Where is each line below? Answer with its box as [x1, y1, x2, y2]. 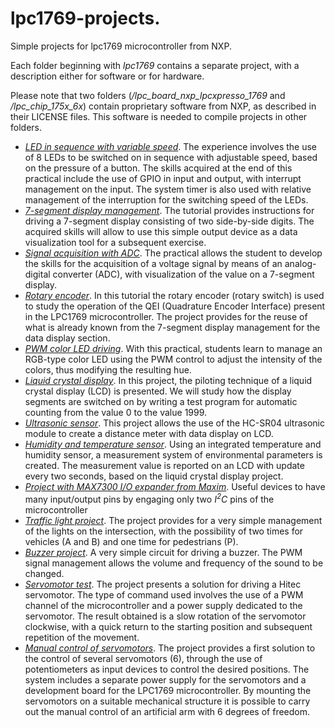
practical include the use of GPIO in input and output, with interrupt [24, 172, 302, 184]
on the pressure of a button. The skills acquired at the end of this [24, 162, 293, 174]
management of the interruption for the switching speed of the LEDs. [24, 193, 309, 206]
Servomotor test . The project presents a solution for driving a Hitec [24, 578, 302, 590]
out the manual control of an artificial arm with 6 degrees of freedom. [24, 705, 311, 717]
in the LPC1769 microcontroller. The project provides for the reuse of [24, 310, 308, 322]
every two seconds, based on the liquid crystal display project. [24, 470, 284, 482]
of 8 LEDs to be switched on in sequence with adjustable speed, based [24, 151, 318, 163]
